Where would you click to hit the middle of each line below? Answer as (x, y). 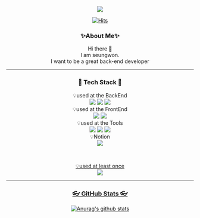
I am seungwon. (100, 55)
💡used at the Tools (100, 123)
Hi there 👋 (100, 49)
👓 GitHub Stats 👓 (100, 194)
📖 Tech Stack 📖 (100, 83)
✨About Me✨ (100, 36)
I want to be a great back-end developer (100, 61)
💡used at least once (100, 166)
